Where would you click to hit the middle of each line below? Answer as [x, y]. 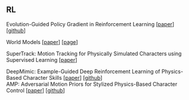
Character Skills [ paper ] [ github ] [63, 77]
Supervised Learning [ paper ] [42, 60]
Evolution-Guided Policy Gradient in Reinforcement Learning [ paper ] [90, 24]
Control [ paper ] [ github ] [36, 90]
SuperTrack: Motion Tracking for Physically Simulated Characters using [94, 54]
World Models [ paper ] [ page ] [42, 42]
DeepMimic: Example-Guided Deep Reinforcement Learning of [83, 71]
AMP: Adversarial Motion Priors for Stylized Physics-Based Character [92, 84]
